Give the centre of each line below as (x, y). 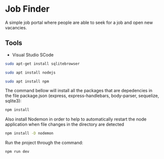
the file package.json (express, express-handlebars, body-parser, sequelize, (82, 96)
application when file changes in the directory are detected (65, 124)
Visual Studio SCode (33, 55)
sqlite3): (13, 101)
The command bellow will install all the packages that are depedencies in (79, 91)
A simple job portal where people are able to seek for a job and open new (79, 22)
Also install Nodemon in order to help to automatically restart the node (76, 119)
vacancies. (16, 27)
